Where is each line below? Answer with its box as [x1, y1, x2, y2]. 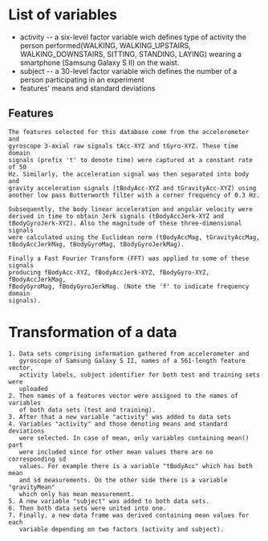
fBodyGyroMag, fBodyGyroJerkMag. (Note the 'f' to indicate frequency [8, 283, 250, 291]
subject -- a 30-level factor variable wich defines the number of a [19, 66, 238, 75]
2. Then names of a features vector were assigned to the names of [8, 392, 239, 400]
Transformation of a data [8, 323, 178, 341]
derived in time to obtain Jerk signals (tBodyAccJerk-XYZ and [8, 212, 225, 220]
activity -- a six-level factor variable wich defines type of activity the [19, 32, 247, 42]
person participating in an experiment [19, 75, 144, 84]
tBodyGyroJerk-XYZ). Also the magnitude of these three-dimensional [8, 219, 242, 227]
